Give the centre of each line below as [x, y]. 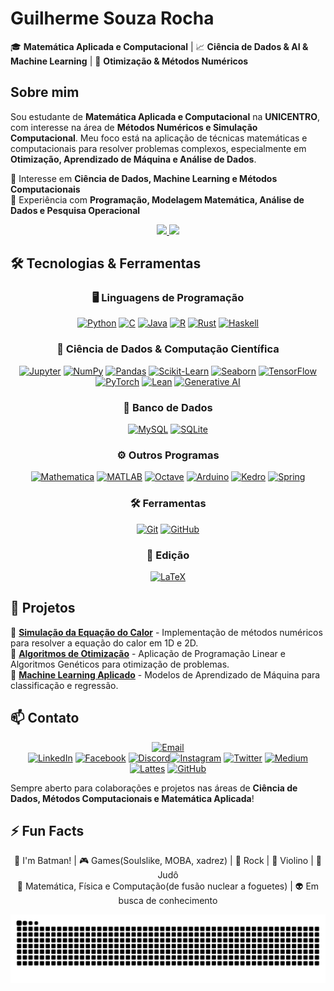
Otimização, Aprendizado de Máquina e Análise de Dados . [133, 159]
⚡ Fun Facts [47, 830]
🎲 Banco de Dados [168, 407]
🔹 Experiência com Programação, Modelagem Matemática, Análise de [157, 199]
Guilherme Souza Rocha [112, 18]
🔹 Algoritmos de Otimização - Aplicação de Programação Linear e [148, 653]
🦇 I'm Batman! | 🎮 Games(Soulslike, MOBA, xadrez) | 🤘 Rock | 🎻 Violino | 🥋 [168, 861]
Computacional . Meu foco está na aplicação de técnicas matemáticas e [159, 138]
